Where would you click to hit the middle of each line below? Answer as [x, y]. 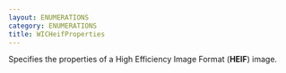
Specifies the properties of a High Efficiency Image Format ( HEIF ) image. [143, 60]
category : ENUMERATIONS [53, 26]
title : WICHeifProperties [56, 34]
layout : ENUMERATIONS [49, 17]
